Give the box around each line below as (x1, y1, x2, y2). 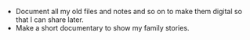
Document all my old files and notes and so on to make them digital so (15, 7, 243, 16)
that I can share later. (15, 15, 84, 24)
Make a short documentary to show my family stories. (15, 24, 190, 32)
